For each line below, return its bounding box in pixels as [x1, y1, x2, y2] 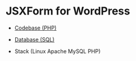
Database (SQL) [14, 36, 55, 43]
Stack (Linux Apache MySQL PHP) [14, 47, 101, 55]
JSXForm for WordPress [5, 4, 131, 18]
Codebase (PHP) [14, 24, 57, 31]
